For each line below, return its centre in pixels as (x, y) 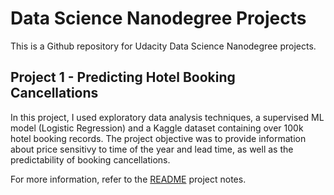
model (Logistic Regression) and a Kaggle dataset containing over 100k (157, 128)
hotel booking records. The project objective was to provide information (158, 138)
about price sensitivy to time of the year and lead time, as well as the (152, 149)
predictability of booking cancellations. (90, 159)
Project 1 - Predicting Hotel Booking (123, 77)
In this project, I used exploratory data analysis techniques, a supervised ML (167, 117)
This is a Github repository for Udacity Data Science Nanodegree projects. (163, 46)
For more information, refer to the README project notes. (128, 179)
